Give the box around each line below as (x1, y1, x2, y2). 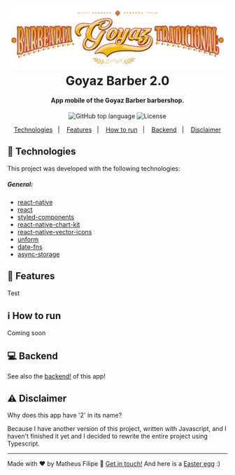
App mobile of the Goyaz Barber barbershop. (50, 97, 185, 105)
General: (7, 180, 34, 189)
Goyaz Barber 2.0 (65, 73, 170, 89)
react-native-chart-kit (17, 220, 80, 229)
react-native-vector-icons (17, 227, 92, 236)
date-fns (17, 242, 43, 250)
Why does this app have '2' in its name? (7, 411, 122, 420)
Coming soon (7, 329, 46, 337)
